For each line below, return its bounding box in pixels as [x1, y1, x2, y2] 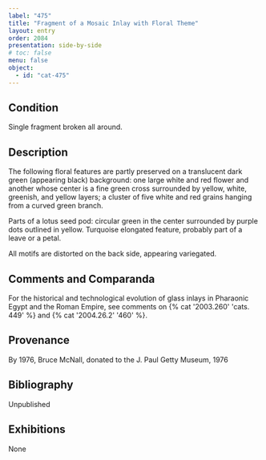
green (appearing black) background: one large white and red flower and [8, 176, 249, 185]
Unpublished [8, 399, 50, 409]
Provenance [8, 333, 71, 347]
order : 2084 [8, 34, 48, 42]
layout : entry [8, 26, 56, 34]
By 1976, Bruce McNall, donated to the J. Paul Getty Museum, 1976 [8, 354, 228, 365]
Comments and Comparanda [8, 272, 155, 285]
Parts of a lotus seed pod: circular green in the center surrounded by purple [8, 216, 259, 226]
